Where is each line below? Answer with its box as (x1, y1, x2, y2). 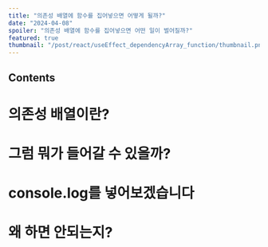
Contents (8, 71, 56, 84)
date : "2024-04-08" (8, 19, 73, 27)
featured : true (8, 33, 59, 42)
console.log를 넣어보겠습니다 (8, 184, 195, 202)
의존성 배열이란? (8, 105, 110, 123)
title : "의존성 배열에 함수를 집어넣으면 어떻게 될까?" (8, 11, 166, 20)
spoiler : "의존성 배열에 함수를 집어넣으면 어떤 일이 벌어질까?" (8, 26, 193, 34)
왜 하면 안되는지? (8, 224, 113, 241)
